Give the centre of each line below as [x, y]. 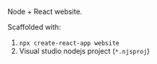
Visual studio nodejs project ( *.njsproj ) [84, 51]
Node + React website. [45, 12]
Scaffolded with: [34, 27]
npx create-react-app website [69, 43]
